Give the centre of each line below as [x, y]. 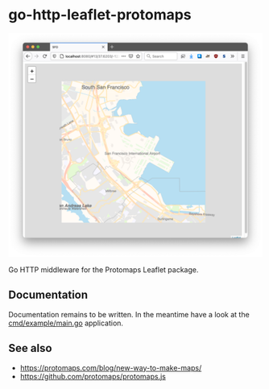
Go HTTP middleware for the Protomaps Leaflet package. [103, 269]
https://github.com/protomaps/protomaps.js [93, 376]
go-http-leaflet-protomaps [100, 15]
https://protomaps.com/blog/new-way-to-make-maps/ [111, 367]
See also [30, 348]
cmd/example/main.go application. [66, 323]
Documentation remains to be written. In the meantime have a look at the [129, 314]
